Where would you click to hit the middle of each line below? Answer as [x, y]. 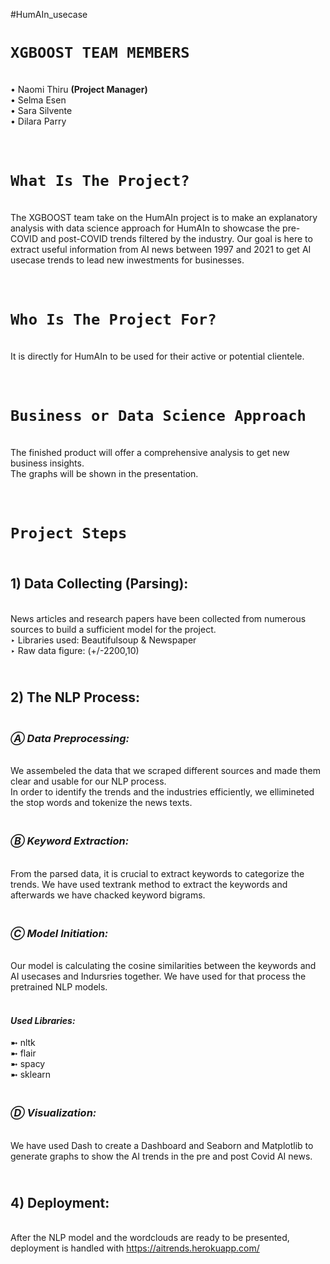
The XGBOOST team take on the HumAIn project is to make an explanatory [164, 217]
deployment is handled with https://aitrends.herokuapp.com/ [135, 1248]
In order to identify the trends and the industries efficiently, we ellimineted [162, 792]
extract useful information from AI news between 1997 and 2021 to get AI [161, 249]
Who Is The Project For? [113, 319]
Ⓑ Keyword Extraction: [70, 841]
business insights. [47, 463]
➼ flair [23, 1053]
